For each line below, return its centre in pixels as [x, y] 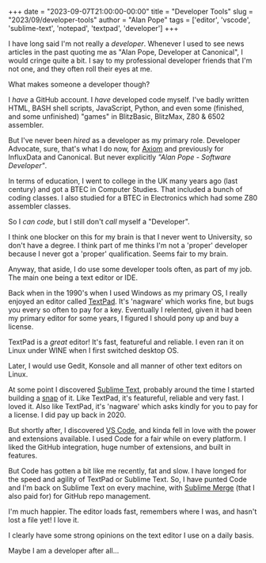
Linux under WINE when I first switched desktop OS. [94, 350]
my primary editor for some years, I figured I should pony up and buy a [123, 318]
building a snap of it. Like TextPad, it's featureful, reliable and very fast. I [126, 398]
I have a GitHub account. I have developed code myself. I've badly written [129, 100]
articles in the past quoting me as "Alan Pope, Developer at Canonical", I [126, 52]
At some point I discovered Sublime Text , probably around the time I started [131, 389]
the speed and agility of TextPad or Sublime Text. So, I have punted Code [127, 479]
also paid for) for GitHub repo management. [80, 496]
